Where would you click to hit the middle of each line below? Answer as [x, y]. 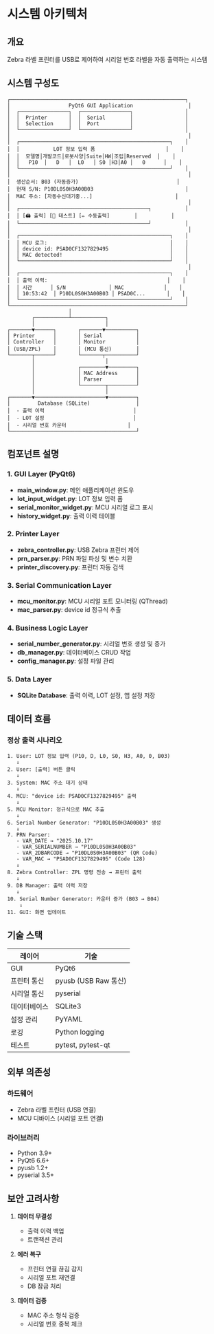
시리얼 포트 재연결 [51, 1277]
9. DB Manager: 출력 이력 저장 [47, 886]
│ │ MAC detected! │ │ [98, 255]
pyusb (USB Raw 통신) [91, 981]
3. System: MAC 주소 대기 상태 [47, 783]
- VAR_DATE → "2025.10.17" [55, 841]
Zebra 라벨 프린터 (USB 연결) [57, 1110]
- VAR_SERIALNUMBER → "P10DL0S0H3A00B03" [76, 847]
